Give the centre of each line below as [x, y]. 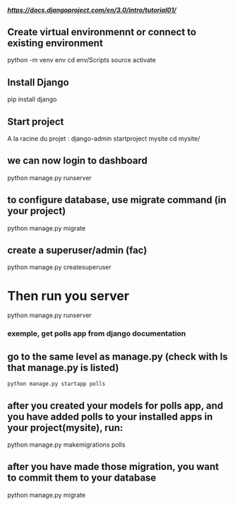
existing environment [55, 43]
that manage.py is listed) [63, 367]
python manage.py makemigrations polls [66, 445]
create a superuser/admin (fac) [77, 251]
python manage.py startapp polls [56, 384]
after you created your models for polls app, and [115, 405]
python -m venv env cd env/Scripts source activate [82, 60]
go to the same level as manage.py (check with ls [117, 357]
